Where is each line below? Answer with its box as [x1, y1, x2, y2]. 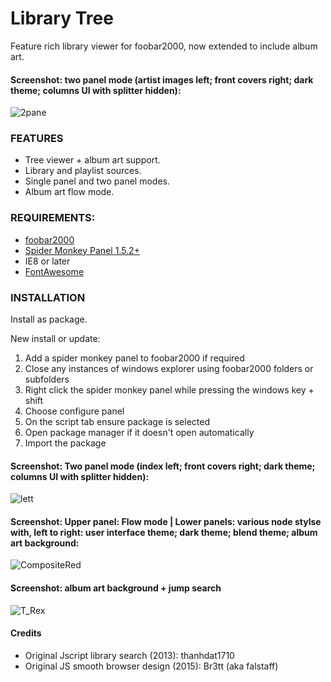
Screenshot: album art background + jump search [10, 582, 222, 594]
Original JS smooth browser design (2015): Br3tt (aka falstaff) [24, 660, 279, 672]
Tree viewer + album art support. [24, 154, 161, 166]
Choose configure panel [24, 405, 125, 417]
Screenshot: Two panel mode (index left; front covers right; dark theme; [10, 460, 316, 472]
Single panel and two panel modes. [24, 175, 170, 187]
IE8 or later [24, 255, 71, 267]
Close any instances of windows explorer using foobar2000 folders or [24, 363, 314, 375]
